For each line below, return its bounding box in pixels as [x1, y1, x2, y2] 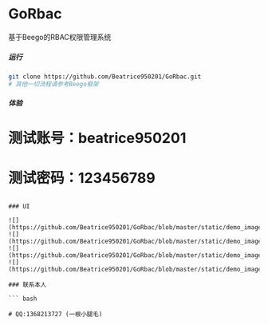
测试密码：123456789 [8, 168, 156, 187]
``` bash [8, 295, 37, 303]
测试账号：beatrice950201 [8, 129, 187, 148]
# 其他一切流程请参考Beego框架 [8, 80, 99, 88]
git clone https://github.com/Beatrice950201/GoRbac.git [8, 73, 202, 81]
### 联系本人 [8, 281, 47, 289]
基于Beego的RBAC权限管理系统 [8, 32, 112, 42]
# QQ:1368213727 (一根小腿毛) [8, 311, 103, 319]
